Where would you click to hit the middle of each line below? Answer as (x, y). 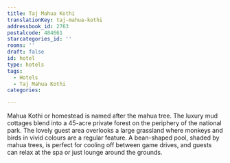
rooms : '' (21, 45)
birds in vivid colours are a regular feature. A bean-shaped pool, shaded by (113, 138)
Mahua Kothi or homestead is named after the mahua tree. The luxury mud (113, 116)
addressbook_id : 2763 (38, 26)
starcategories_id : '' (39, 39)
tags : (15, 71)
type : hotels (26, 65)
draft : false (26, 52)
